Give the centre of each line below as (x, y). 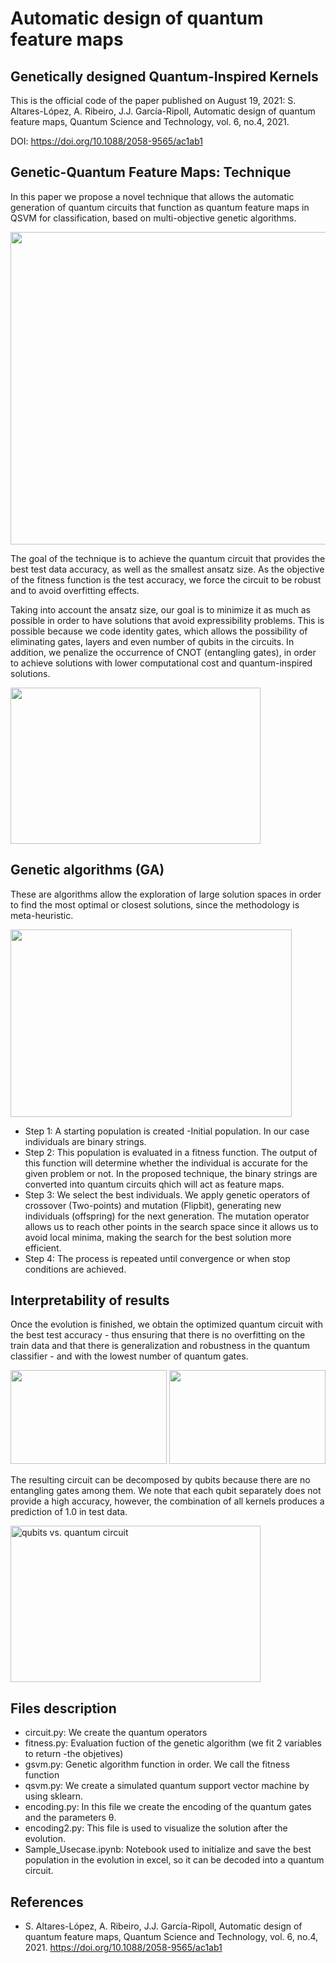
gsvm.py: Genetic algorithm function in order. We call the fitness (157, 1764)
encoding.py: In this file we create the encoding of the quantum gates (168, 1807)
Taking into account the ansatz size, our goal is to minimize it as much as (160, 609)
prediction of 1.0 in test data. (69, 1512)
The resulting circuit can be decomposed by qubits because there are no (160, 1480)
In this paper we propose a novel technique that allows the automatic (152, 196)
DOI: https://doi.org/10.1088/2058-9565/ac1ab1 (106, 141)
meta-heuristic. (42, 915)
